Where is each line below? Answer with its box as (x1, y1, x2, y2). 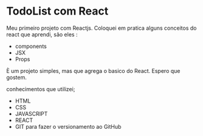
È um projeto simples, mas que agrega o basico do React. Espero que (6, 67, 181, 74)
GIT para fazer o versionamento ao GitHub (15, 123, 122, 130)
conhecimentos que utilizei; (6, 85, 75, 92)
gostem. (6, 73, 27, 81)
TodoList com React (6, 4, 109, 18)
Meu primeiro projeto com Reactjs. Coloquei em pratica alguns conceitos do (6, 24, 197, 32)
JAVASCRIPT (15, 110, 48, 117)
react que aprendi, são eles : (6, 30, 78, 38)
